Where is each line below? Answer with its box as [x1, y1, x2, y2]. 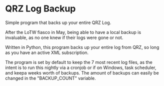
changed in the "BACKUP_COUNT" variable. [5, 75, 96, 81]
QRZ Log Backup [5, 3, 76, 14]
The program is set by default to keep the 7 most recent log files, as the [5, 59, 152, 65]
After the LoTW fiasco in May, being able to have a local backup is [5, 29, 141, 35]
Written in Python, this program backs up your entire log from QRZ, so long [5, 44, 159, 50]
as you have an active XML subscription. [5, 49, 89, 55]
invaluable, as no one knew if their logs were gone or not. [5, 34, 123, 40]
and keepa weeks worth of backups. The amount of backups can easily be [5, 69, 159, 75]
